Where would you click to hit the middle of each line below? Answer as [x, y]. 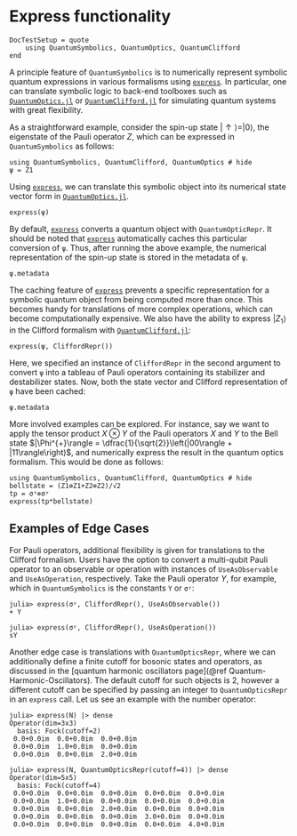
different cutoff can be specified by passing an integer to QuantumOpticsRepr [148, 689]
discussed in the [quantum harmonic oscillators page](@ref [118, 671]
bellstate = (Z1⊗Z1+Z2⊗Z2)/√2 [65, 486]
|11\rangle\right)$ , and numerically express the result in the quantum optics [147, 452]
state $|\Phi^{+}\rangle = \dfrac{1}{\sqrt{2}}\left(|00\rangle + [121, 443]
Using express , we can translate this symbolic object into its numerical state [148, 186]
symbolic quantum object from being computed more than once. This [136, 299]
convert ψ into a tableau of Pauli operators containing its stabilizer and [137, 372]
